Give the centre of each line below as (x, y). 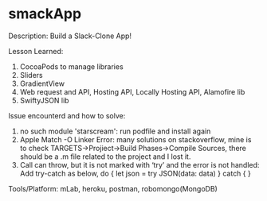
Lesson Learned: (36, 51)
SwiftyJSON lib (44, 100)
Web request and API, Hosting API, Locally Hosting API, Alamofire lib (132, 91)
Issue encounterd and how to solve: (67, 115)
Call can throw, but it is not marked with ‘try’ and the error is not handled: (139, 164)
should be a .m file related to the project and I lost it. (105, 157)
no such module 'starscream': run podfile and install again (115, 131)
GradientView (42, 83)
